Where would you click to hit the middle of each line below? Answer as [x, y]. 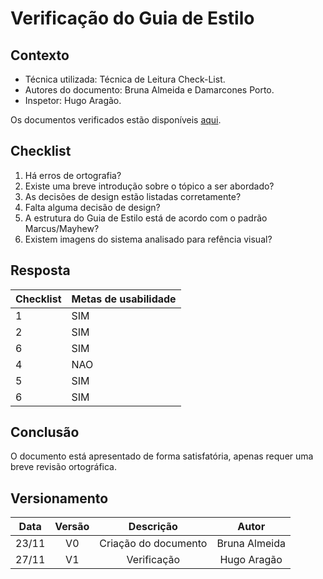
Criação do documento [153, 544]
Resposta [40, 270]
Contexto [40, 55]
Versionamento [59, 498]
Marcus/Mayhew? [62, 228]
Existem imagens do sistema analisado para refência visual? [148, 239]
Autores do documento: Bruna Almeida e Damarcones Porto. [149, 90]
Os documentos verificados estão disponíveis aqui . [116, 120]
